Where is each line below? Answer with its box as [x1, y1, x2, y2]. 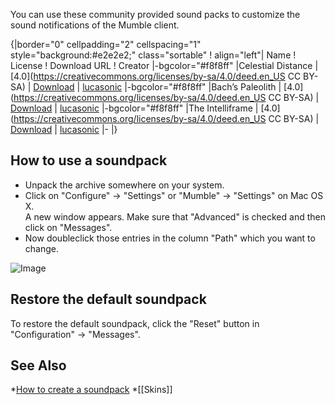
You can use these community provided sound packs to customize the [10, 9, 301, 20]
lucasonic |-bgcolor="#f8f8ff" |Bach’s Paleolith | [82, 81, 282, 93]
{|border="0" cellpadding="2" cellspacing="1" [10, 39, 202, 50]
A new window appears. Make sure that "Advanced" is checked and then [24, 210, 326, 223]
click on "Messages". [24, 221, 113, 233]
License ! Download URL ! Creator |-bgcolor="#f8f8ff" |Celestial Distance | [10, 60, 319, 71]
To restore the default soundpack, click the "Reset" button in [10, 317, 260, 329]
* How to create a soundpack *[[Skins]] [10, 384, 173, 396]
